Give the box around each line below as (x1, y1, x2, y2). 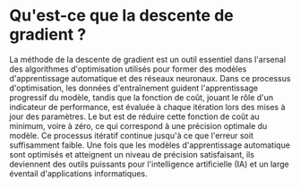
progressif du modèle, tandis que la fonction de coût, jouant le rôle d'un (9, 91, 274, 103)
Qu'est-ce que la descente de (9, 5, 235, 26)
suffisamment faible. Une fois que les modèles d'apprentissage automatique (9, 140, 291, 150)
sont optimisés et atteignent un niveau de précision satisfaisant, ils (9, 149, 255, 159)
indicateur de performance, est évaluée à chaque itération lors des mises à (9, 101, 286, 112)
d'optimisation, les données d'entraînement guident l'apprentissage (9, 82, 259, 93)
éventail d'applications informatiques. (9, 167, 148, 179)
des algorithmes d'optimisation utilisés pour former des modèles (9, 64, 247, 74)
